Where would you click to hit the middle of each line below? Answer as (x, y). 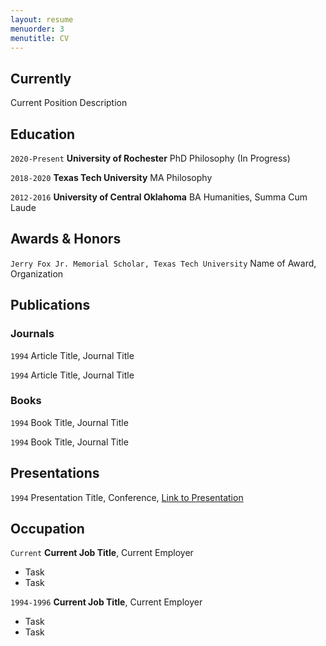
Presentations (55, 473)
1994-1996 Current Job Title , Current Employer (106, 602)
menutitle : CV (40, 38)
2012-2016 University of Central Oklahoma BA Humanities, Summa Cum (159, 197)
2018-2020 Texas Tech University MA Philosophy (111, 177)
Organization (37, 273)
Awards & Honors (66, 239)
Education (43, 134)
